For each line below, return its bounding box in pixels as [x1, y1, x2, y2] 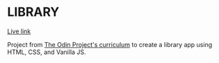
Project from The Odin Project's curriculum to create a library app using [7, 40, 213, 48]
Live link [7, 27, 31, 35]
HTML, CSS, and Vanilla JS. [7, 48, 86, 56]
